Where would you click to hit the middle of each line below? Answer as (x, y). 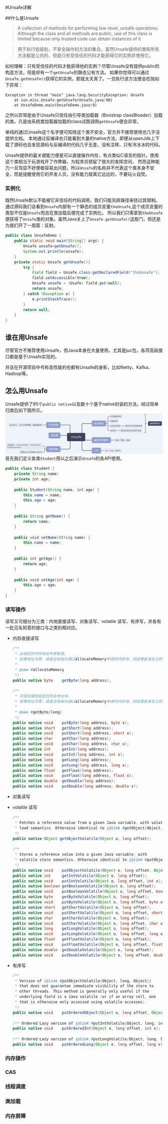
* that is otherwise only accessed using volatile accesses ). (81, 1002)
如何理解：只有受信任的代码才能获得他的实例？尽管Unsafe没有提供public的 (82, 66)
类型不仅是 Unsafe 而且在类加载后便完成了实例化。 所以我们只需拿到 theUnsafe (84, 213)
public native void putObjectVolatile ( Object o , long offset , (82, 870)
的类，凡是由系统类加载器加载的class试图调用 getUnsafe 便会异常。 (73, 121)
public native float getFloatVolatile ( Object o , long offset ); (82, 939)
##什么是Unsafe (22, 18)
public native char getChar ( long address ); (62, 739)
